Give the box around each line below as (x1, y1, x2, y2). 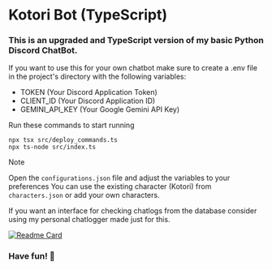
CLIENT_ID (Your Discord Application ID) (19, 96, 156, 106)
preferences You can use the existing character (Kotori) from (8, 182, 212, 191)
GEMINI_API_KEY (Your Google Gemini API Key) (19, 105, 180, 114)
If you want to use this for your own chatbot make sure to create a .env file (8, 63, 258, 73)
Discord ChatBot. (8, 45, 78, 56)
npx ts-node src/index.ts (8, 144, 96, 152)
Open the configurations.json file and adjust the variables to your (8, 173, 231, 183)
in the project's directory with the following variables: (8, 71, 187, 82)
